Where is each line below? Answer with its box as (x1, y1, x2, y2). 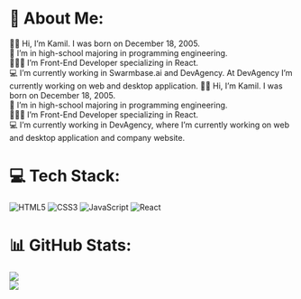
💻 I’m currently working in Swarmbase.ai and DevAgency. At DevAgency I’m (9, 67, 293, 78)
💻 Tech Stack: (9, 166, 121, 186)
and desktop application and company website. (9, 132, 186, 143)
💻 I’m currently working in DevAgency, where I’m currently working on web (9, 119, 290, 130)
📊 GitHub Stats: (9, 235, 132, 256)
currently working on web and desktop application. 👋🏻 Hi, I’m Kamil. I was (9, 80, 283, 91)
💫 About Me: (9, 8, 105, 29)
